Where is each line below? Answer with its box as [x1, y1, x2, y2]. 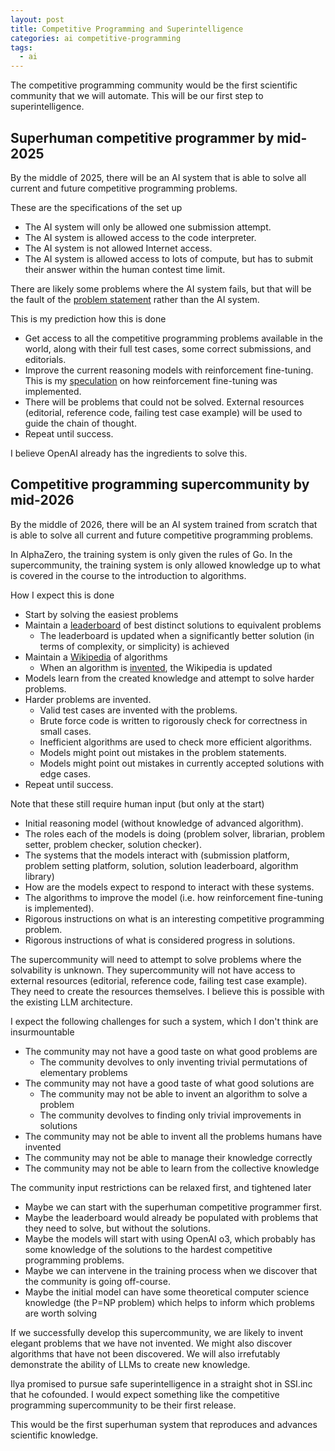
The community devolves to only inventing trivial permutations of [39, 1056, 308, 1068]
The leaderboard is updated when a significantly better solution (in [39, 629, 315, 641]
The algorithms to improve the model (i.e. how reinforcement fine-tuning [24, 891, 323, 903]
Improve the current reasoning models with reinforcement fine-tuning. [24, 364, 314, 376]
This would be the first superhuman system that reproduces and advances [10, 1418, 318, 1430]
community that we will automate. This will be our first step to [10, 90, 264, 102]
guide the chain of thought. [24, 417, 137, 429]
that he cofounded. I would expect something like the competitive [10, 1388, 280, 1400]
